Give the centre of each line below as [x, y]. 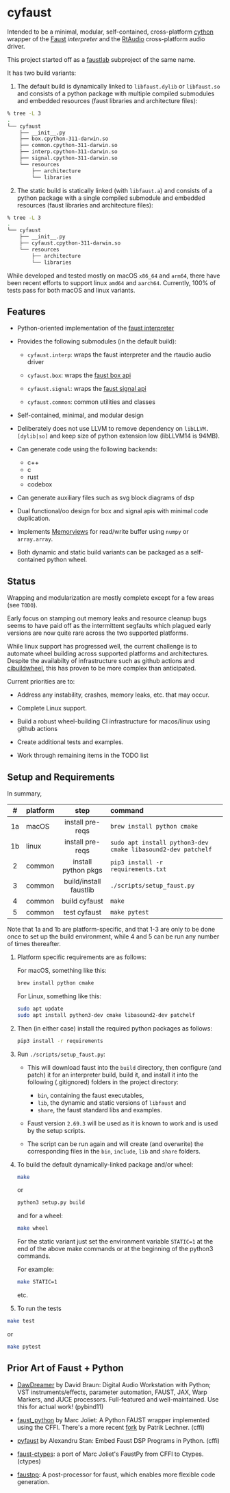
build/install [82, 881]
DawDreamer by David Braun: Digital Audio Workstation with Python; [114, 1384]
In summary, [25, 794]
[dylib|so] [33, 437]
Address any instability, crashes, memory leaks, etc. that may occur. [113, 695]
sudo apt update [40, 1009]
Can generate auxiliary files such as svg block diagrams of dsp [106, 498]
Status [22, 581]
